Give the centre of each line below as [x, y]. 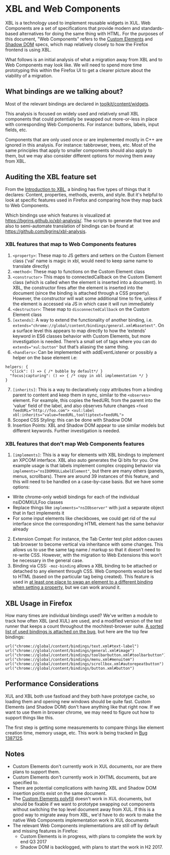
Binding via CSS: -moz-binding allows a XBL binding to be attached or [85, 566]
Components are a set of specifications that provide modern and [73, 28]
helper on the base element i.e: [45, 357]
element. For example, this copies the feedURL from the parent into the [87, 400]
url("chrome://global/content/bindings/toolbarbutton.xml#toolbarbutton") [86, 655]
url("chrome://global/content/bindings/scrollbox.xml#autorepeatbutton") [85, 664]
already [20, 529]
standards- [153, 28]
